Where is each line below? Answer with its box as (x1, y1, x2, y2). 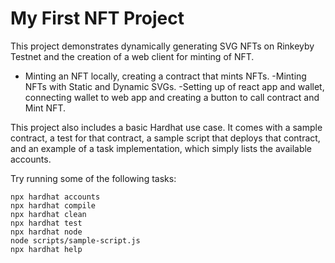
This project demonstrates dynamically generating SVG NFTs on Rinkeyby (10, 40, 315, 52)
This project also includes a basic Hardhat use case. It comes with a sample (10, 121, 323, 133)
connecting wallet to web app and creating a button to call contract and (24, 91, 320, 103)
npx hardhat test (10, 218, 83, 228)
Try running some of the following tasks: (10, 172, 177, 184)
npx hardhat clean (10, 209, 87, 219)
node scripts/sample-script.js (10, 235, 141, 246)
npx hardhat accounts (10, 192, 101, 202)
